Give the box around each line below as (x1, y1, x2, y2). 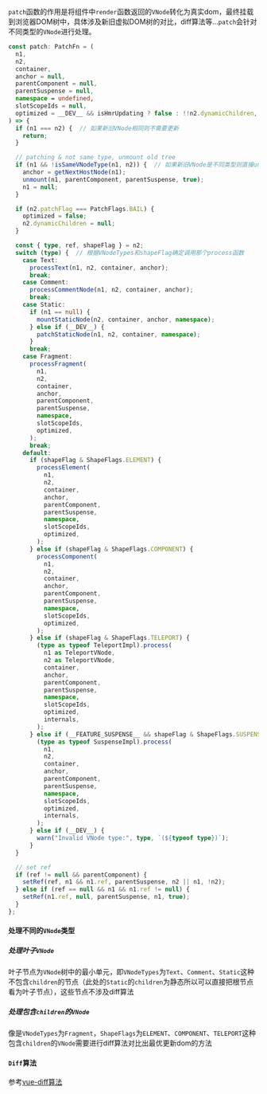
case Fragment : (22, 353, 73, 361)
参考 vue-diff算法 (8, 1077, 63, 1087)
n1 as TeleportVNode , (43, 649, 115, 657)
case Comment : (22, 278, 69, 287)
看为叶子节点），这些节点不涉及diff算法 (8, 987, 134, 997)
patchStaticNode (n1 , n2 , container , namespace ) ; (37, 330, 201, 339)
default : (22, 449, 52, 457)
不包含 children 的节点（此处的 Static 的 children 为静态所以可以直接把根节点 (8, 977, 254, 986)
